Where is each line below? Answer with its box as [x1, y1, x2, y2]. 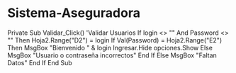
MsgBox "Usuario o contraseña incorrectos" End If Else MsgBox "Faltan [7, 51, 218, 60]
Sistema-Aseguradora [7, 5, 140, 21]
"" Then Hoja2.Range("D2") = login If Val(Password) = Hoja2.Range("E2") [7, 35, 222, 44]
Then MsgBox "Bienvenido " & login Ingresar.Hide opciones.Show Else [7, 43, 213, 52]
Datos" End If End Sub [7, 58, 72, 67]
